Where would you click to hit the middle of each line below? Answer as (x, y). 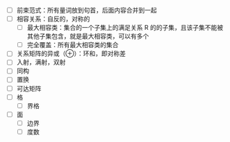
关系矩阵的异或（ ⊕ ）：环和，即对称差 (71, 53)
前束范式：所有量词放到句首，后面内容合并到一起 (87, 10)
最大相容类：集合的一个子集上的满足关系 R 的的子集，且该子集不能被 (125, 28)
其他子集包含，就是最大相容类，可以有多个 (88, 36)
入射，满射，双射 (41, 62)
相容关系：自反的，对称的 (53, 19)
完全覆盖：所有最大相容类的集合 (73, 45)
